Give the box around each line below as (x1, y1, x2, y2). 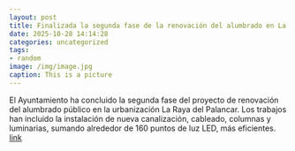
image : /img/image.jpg (9, 63, 93, 72)
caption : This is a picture (9, 71, 113, 79)
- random (9, 54, 42, 63)
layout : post (9, 12, 57, 22)
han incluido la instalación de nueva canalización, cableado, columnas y (9, 113, 271, 124)
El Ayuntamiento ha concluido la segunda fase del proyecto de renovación (9, 94, 279, 105)
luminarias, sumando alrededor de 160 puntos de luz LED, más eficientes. (9, 123, 276, 133)
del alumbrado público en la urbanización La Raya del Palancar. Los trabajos (9, 103, 287, 115)
